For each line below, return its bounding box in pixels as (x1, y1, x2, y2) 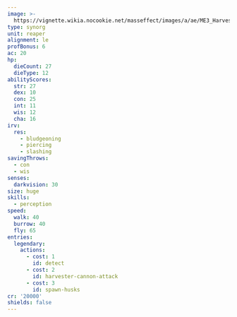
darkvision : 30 (13, 181, 59, 188)
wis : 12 (13, 109, 37, 116)
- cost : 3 (25, 280, 55, 287)
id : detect (32, 260, 65, 267)
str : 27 (13, 83, 37, 90)
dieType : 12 (13, 69, 49, 76)
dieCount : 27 (13, 63, 52, 70)
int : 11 (13, 102, 37, 109)
